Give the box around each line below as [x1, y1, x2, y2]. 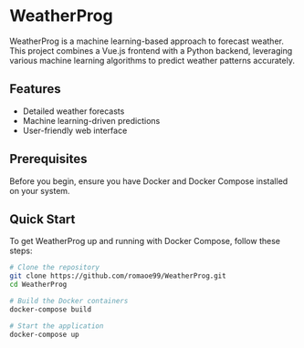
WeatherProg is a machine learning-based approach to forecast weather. [9, 36, 285, 46]
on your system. [9, 185, 70, 196]
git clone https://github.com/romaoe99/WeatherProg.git [9, 271, 226, 281]
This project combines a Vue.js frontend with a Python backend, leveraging [9, 45, 293, 56]
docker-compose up [9, 330, 79, 339]
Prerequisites [9, 151, 88, 167]
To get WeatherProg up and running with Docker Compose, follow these [9, 236, 281, 247]
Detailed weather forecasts [22, 106, 125, 117]
